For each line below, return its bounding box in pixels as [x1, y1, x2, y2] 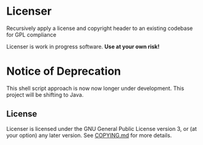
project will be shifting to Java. [6, 91, 84, 99]
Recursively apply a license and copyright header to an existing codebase [6, 24, 193, 32]
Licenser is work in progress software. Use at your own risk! [6, 43, 160, 50]
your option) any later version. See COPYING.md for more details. [6, 132, 172, 139]
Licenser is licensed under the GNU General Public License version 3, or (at [6, 125, 197, 132]
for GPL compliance [6, 31, 56, 38]
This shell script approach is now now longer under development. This [6, 84, 185, 92]
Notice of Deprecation [6, 64, 121, 78]
